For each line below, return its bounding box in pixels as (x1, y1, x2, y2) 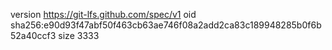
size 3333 (58, 30, 100, 41)
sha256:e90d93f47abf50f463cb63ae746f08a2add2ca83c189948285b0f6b (10, 19, 322, 31)
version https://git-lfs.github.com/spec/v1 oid (10, 9, 197, 20)
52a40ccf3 (10, 30, 57, 41)
